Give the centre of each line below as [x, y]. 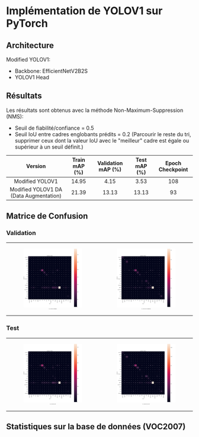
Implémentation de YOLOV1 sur [84, 11]
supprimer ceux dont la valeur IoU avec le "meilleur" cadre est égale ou [102, 140]
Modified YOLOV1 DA [36, 189]
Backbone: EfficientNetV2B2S [51, 71]
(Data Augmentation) [36, 195]
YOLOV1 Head [32, 77]
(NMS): [15, 116]
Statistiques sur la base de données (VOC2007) [96, 427]
